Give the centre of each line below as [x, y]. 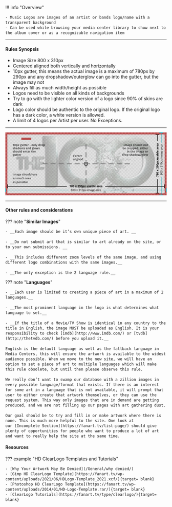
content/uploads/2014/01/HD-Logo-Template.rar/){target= [67, 489]
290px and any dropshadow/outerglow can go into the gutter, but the [85, 77]
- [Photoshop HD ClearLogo [34, 484]
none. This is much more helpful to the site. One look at [70, 421]
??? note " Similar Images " [33, 221]
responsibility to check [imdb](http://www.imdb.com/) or [68, 333]
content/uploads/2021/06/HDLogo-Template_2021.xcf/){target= [72, 479]
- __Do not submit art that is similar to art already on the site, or [83, 242]
